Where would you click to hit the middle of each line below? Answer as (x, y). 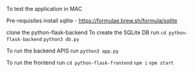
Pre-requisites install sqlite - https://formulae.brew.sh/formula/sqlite (92, 20)
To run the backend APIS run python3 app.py (63, 51)
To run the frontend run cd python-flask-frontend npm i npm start (90, 63)
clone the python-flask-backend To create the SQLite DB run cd (86, 32)
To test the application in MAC (44, 9)
